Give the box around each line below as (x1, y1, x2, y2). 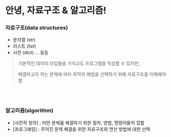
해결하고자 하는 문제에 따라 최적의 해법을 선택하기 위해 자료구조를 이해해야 (17, 71, 166, 77)
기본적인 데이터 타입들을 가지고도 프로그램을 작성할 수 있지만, (17, 60, 140, 66)
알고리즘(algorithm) (5, 107, 54, 114)
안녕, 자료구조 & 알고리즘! (5, 5, 107, 16)
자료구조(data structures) (5, 24, 68, 31)
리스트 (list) (12, 43, 36, 49)
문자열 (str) (12, 37, 36, 43)
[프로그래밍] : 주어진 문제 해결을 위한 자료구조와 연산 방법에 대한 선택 (12, 126, 150, 132)
